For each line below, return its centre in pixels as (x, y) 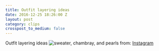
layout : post (19, 19)
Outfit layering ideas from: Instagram (79, 43)
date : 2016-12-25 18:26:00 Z (36, 15)
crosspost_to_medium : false (35, 29)
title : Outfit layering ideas (38, 10)
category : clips (22, 24)
